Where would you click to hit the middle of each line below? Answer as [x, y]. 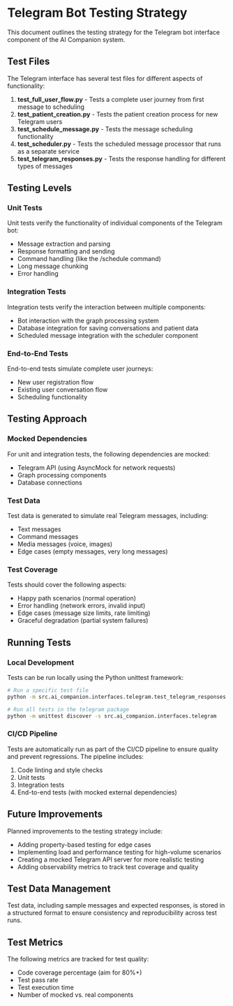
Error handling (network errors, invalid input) [81, 606]
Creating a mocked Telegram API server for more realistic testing [111, 859]
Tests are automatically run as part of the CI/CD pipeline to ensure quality [113, 749]
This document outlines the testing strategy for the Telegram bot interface [114, 32]
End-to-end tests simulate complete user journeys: [80, 369]
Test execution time [46, 987]
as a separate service [48, 151]
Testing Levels [39, 188]
